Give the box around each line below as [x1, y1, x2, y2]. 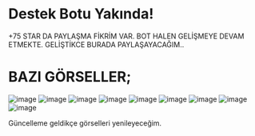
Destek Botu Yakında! [8, 5, 154, 23]
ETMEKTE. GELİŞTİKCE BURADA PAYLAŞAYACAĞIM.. [8, 39, 185, 49]
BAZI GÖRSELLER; [8, 68, 132, 86]
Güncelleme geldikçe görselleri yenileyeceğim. [8, 118, 162, 128]
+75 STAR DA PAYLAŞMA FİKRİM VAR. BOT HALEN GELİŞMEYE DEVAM [8, 31, 245, 41]
